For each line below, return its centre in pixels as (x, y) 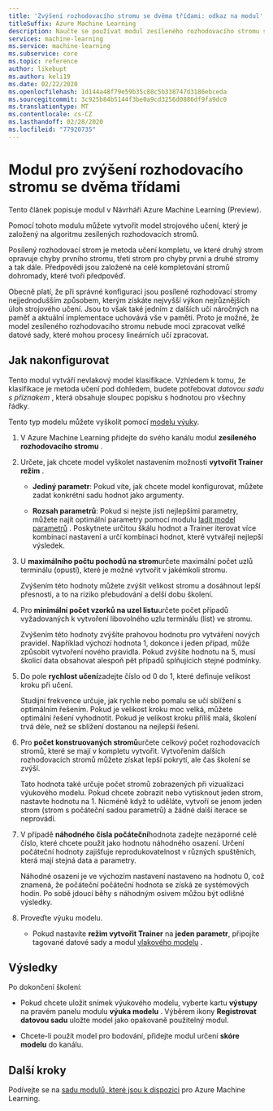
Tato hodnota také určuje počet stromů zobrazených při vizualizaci (132, 784)
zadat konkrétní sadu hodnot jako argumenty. (108, 495)
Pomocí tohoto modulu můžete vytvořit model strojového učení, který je (128, 225)
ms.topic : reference (43, 62)
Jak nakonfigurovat (59, 360)
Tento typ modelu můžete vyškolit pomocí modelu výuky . (104, 422)
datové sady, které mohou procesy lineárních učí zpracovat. (109, 335)
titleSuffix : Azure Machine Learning (72, 24)
